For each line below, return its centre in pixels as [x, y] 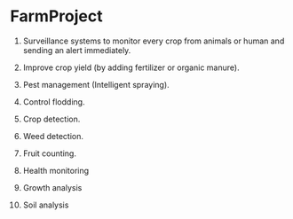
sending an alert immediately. [77, 50]
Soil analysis [46, 205]
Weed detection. [53, 136]
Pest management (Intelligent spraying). [96, 84]
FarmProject [56, 16]
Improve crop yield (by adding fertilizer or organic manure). [131, 67]
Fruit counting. [49, 153]
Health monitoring [56, 170]
